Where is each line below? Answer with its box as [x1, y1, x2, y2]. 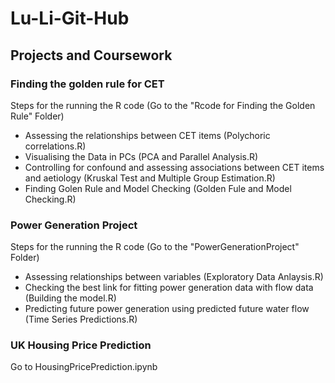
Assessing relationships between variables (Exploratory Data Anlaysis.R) [24, 271, 324, 283]
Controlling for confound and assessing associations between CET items [24, 161, 325, 173]
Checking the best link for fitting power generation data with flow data [24, 282, 314, 294]
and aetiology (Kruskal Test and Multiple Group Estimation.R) [24, 172, 276, 184]
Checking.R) [24, 193, 77, 205]
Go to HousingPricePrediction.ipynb [10, 361, 158, 373]
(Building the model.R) [24, 292, 117, 304]
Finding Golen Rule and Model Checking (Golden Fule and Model [24, 182, 292, 194]
